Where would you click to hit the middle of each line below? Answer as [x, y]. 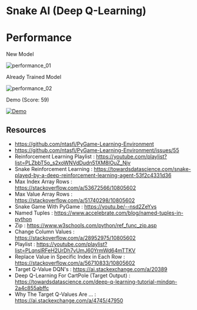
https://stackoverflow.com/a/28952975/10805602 [75, 238]
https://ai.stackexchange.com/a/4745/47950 [69, 300]
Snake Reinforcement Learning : [54, 169]
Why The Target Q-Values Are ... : [55, 294]
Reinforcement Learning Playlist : [55, 156]
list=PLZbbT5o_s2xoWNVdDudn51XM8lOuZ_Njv [73, 163]
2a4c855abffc [32, 288]
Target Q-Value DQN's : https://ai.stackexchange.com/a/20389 [91, 269]
